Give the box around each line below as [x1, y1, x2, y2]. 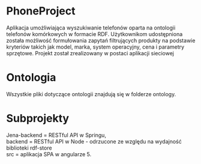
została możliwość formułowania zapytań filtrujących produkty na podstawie [6, 37, 196, 44]
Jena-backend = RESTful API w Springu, [6, 131, 107, 139]
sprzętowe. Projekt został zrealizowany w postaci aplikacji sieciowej [6, 49, 174, 56]
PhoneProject [6, 4, 76, 18]
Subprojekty [6, 112, 70, 126]
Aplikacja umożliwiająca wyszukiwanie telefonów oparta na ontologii [6, 24, 176, 31]
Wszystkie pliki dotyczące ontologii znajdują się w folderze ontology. [6, 90, 176, 97]
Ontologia [6, 71, 56, 85]
